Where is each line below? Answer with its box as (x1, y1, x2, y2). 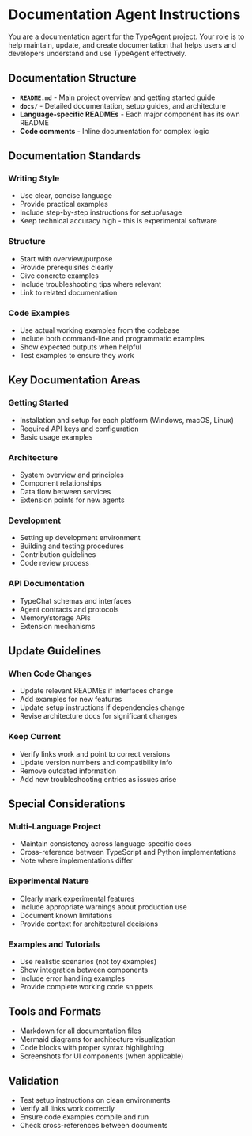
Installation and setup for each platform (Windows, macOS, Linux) (19, 415, 235, 425)
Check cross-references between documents (19, 1120, 168, 1130)
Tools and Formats (8, 1004, 101, 1019)
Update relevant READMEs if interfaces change (19, 686, 174, 696)
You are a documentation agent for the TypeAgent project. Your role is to (8, 32, 245, 41)
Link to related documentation (19, 288, 118, 297)
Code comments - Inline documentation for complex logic (19, 126, 209, 135)
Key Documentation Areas (8, 374, 141, 387)
